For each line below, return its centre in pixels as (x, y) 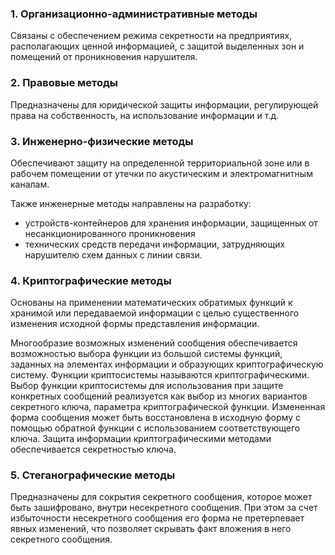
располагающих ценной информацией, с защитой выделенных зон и (157, 46)
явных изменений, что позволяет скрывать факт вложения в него (151, 529)
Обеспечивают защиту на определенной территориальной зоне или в (160, 163)
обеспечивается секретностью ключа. (93, 449)
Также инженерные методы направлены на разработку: (131, 203)
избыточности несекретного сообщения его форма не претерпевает (157, 518)
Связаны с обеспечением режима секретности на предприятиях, (151, 36)
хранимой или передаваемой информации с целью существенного (155, 313)
